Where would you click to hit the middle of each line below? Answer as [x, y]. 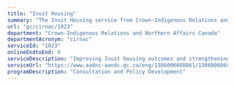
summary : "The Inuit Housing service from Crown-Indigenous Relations [112, 20]
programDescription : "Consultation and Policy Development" [97, 71]
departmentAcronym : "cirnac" [50, 40]
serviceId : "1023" [34, 46]
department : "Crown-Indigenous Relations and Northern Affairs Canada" [114, 33]
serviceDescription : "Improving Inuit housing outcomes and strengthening [119, 59]
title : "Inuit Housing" [42, 14]
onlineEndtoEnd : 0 [34, 53]
